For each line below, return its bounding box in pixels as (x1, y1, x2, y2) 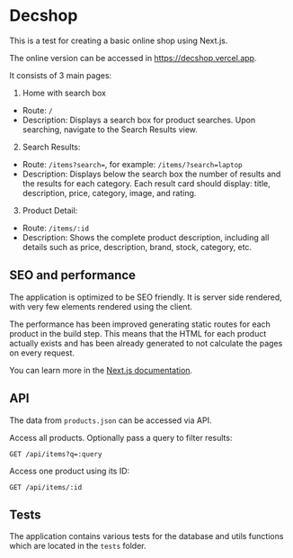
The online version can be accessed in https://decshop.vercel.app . (9, 52, 257, 63)
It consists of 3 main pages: (9, 69, 112, 81)
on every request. (9, 347, 75, 358)
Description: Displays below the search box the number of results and (22, 168, 281, 179)
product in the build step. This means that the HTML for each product (9, 328, 267, 338)
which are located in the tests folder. (9, 541, 146, 552)
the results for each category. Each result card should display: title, (22, 177, 271, 189)
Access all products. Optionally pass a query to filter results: (9, 432, 233, 443)
